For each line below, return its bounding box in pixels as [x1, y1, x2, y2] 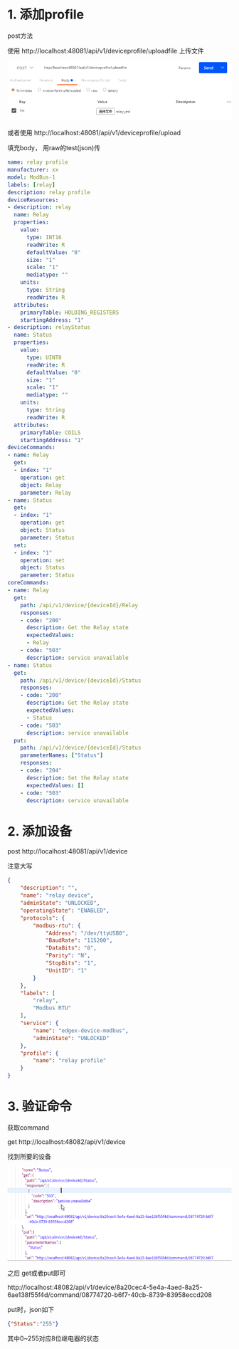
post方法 [7, 31, 33, 40]
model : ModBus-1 [7, 174, 55, 181]
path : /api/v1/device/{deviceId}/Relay [20, 602, 139, 609]
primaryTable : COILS [20, 429, 81, 436]
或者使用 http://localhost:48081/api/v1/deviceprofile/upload [7, 129, 181, 137]
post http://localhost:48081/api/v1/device [7, 847, 128, 856]
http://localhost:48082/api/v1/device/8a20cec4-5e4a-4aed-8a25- [7, 1283, 203, 1291]
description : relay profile [7, 189, 91, 196]
